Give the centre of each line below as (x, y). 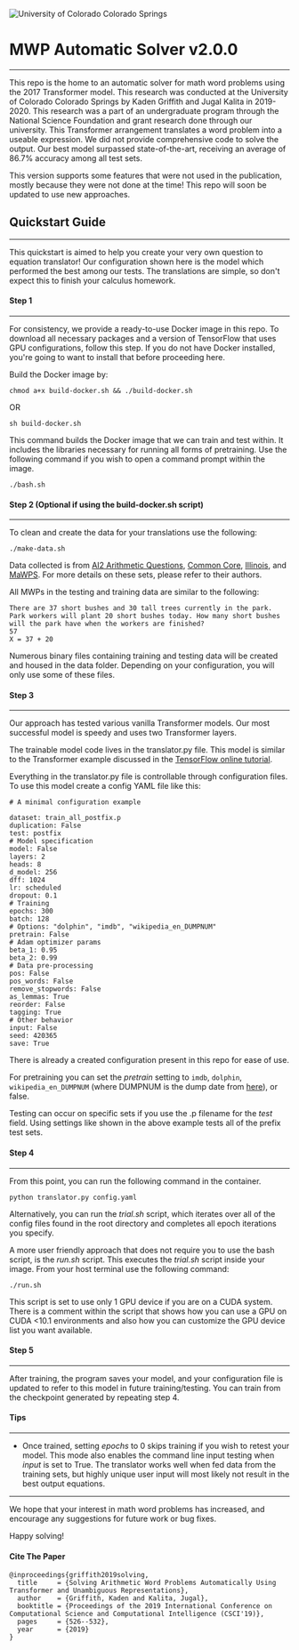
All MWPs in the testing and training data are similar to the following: (134, 592)
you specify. (32, 1233)
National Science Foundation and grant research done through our (131, 120)
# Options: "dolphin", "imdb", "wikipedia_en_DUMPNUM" (113, 927)
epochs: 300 (31, 912)
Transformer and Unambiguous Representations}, (99, 1591)
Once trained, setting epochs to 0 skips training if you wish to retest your (156, 1445)
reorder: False (37, 1005)
